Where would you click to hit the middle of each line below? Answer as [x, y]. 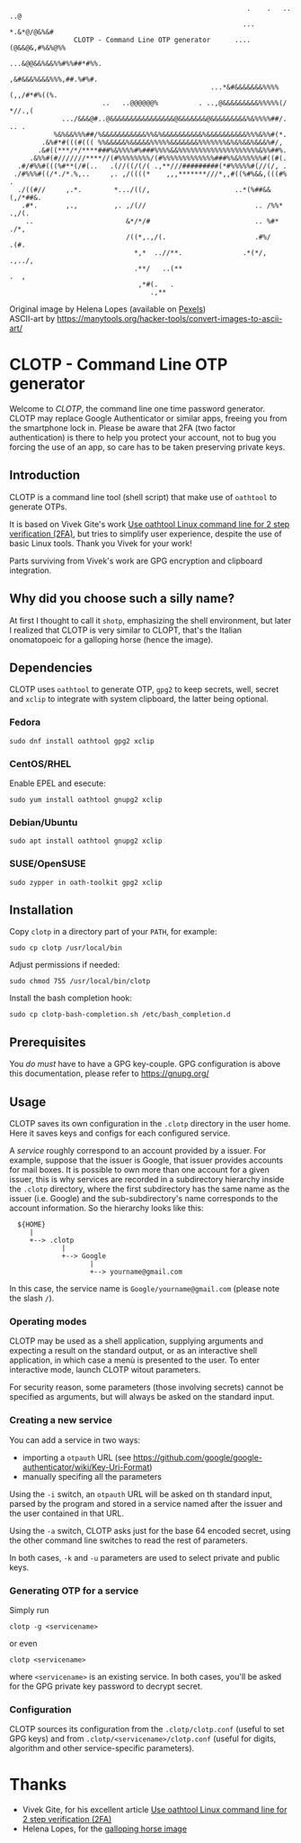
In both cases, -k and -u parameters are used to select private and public [145, 1557]
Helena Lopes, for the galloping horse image [104, 1829]
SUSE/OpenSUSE [48, 863]
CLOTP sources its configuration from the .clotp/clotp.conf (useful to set [147, 1729]
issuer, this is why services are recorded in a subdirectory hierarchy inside [147, 1179]
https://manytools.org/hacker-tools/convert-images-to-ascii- [170, 319]
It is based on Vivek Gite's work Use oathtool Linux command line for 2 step [150, 524]
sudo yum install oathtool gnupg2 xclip [86, 799]
